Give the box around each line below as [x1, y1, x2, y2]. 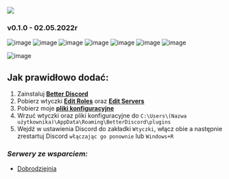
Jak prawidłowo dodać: [7, 72, 109, 83]
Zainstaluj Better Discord [16, 89, 88, 98]
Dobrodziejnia [16, 165, 57, 173]
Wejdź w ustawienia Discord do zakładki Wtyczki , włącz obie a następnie [16, 125, 223, 133]
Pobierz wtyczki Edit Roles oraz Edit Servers [16, 97, 145, 105]
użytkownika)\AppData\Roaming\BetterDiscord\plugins [16, 119, 171, 126]
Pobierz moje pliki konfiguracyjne [16, 105, 114, 113]
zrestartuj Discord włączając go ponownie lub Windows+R [16, 132, 174, 140]
